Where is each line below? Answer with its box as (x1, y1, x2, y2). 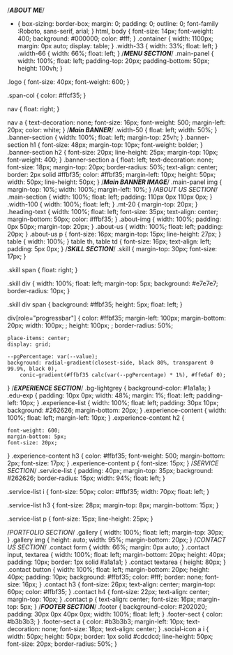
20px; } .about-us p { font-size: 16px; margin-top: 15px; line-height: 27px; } (7, 230, 222, 238)
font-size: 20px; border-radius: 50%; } (7, 640, 117, 648)
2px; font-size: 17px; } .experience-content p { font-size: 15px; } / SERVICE (7, 459, 219, 467)
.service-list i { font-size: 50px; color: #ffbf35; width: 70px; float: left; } (7, 488, 210, 495)
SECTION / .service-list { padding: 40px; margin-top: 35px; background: (7, 467, 213, 474)
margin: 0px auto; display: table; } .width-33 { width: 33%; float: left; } (17, 42, 218, 50)
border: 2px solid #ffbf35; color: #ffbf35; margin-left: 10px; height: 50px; (7, 171, 216, 178)
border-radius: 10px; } (7, 287, 70, 295)
